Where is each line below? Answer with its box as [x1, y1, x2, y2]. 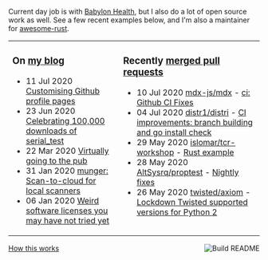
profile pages [26, 95, 76, 106]
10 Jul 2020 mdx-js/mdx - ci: [136, 87, 250, 98]
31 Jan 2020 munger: [26, 165, 109, 176]
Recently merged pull [123, 55, 221, 67]
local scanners [26, 185, 81, 196]
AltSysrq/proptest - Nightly [136, 167, 239, 178]
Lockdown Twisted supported [136, 196, 249, 207]
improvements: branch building [136, 116, 254, 128]
